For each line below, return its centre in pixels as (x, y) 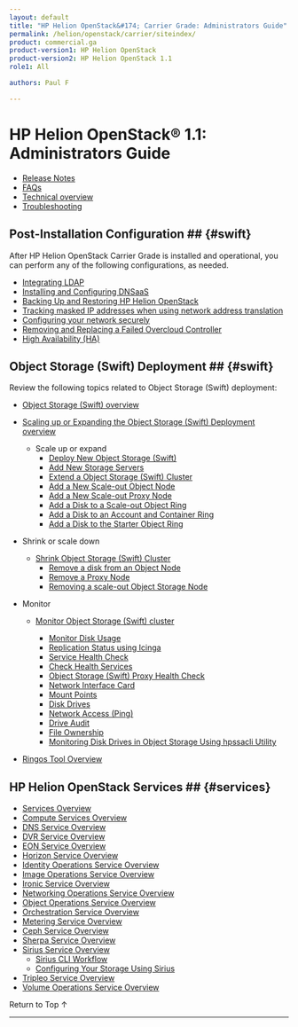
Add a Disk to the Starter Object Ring (116, 524)
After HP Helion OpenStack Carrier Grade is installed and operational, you (144, 255)
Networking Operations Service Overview (98, 893)
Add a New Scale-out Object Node (112, 486)
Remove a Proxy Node (89, 577)
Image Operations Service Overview (88, 874)
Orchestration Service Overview (81, 912)
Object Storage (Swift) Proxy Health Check (127, 676)
